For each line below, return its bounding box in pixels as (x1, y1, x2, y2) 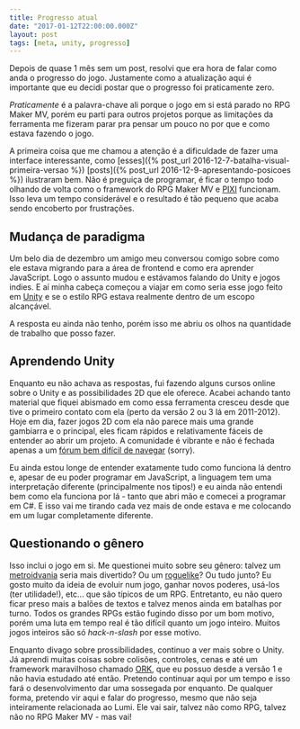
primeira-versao (9, 165, 69, 175)
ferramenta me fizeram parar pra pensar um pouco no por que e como (9, 119, 270, 130)
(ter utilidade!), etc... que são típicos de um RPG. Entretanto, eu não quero (9, 589, 283, 599)
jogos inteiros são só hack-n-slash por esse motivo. (9, 626, 202, 637)
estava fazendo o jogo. (9, 128, 94, 139)
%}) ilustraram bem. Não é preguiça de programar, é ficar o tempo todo (9, 175, 274, 185)
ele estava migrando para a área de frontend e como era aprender (9, 263, 254, 274)
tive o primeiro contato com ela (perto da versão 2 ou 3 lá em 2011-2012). (9, 406, 281, 417)
